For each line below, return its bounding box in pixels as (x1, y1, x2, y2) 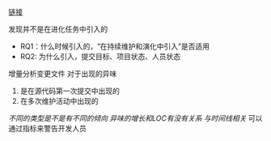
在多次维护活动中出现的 (19, 96, 99, 105)
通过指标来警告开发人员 (8, 124, 87, 133)
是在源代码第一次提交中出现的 (19, 86, 120, 96)
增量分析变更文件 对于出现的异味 (8, 69, 117, 79)
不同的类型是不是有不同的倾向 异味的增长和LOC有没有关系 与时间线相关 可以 (8, 113, 263, 123)
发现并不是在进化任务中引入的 (8, 24, 108, 34)
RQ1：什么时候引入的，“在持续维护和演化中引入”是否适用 (19, 41, 210, 51)
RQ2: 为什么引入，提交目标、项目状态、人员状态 (19, 52, 181, 61)
